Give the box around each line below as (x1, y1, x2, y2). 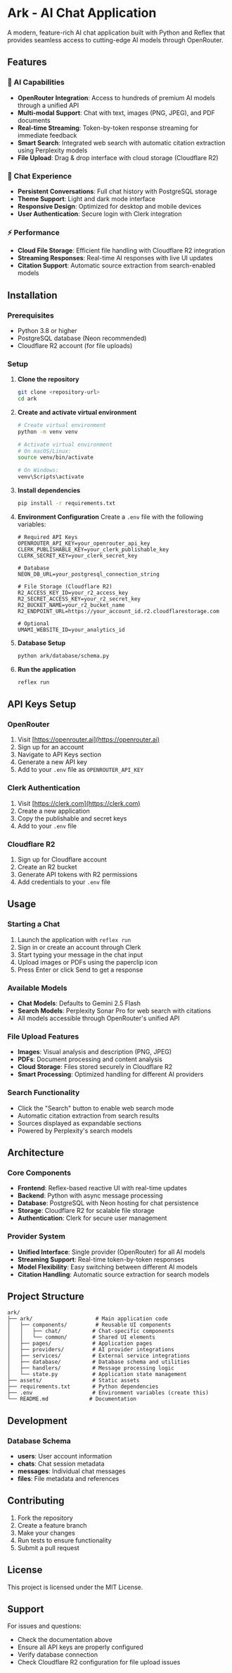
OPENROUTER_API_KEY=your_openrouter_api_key (17, 540, 150, 547)
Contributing (7, 1494, 65, 1507)
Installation (7, 289, 58, 301)
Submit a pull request (17, 1543, 79, 1552)
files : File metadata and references (17, 1475, 120, 1483)
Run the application (17, 665, 76, 673)
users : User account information (17, 1452, 112, 1461)
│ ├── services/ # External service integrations (7, 1353, 191, 1360)
